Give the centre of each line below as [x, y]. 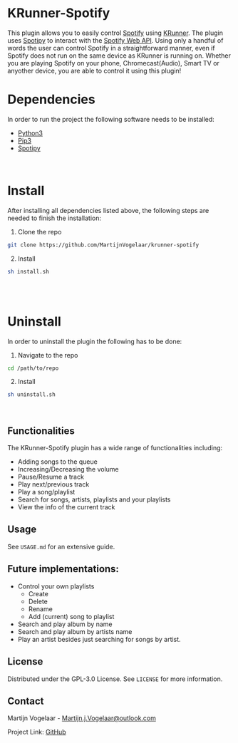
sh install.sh [29, 271]
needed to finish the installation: [55, 218]
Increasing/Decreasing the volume [68, 469]
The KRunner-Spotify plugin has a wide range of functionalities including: [115, 448]
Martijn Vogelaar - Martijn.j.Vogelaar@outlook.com [82, 718]
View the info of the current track [66, 507]
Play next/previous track [53, 484]
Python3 [30, 133]
